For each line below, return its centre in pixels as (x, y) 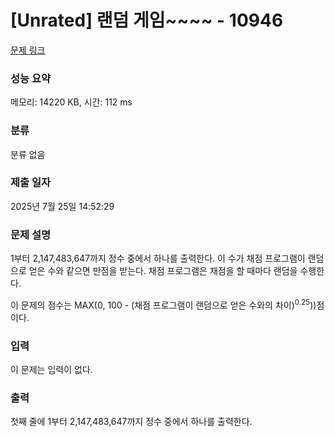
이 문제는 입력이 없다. (51, 370)
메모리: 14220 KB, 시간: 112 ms (71, 102)
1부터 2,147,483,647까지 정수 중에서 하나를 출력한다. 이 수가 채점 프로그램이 (158, 258)
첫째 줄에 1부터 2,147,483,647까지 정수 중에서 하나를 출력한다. (131, 422)
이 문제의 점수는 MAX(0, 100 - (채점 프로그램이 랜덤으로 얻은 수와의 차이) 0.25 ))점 (167, 304)
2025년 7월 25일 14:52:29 (62, 206)
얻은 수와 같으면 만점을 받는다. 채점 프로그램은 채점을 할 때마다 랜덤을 (163, 271)
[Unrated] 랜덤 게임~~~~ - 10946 (147, 20)
